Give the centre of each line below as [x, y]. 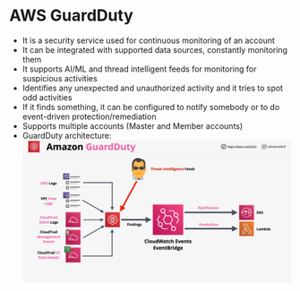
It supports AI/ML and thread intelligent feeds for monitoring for [139, 69]
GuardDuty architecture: [67, 135]
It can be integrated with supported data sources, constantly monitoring [155, 49]
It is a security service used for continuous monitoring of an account [149, 40]
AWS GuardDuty [72, 16]
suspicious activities [60, 78]
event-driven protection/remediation [89, 116]
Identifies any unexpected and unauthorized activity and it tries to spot [153, 88]
